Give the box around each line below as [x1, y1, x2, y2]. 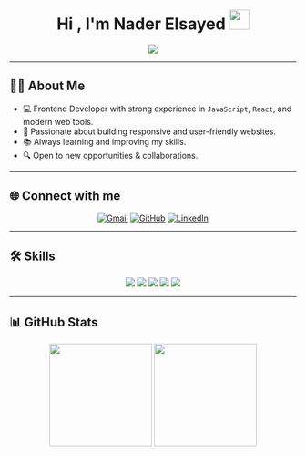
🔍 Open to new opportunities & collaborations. [22, 150, 199, 161]
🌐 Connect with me [9, 188, 121, 204]
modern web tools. [22, 116, 94, 127]
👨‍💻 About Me [9, 78, 86, 94]
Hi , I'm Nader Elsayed [56, 14, 226, 35]
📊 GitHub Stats [9, 315, 98, 330]
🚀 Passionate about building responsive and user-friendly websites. [22, 126, 276, 137]
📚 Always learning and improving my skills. [22, 136, 187, 147]
